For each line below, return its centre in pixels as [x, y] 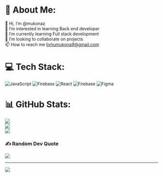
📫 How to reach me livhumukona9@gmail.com [52, 44]
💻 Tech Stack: [35, 67]
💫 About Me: [31, 10]
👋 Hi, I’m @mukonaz [25, 23]
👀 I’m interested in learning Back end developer [52, 28]
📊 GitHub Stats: [38, 105]
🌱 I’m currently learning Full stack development [52, 34]
